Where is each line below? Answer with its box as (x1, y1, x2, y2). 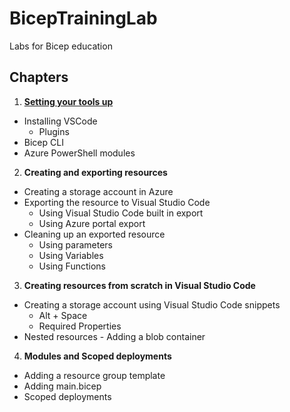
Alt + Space (38, 309, 88, 321)
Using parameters (38, 238, 113, 251)
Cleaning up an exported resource (23, 228, 166, 240)
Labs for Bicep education (9, 40, 113, 52)
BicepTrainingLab (9, 7, 158, 30)
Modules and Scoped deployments (23, 350, 172, 362)
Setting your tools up (23, 95, 114, 107)
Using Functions (38, 260, 106, 272)
